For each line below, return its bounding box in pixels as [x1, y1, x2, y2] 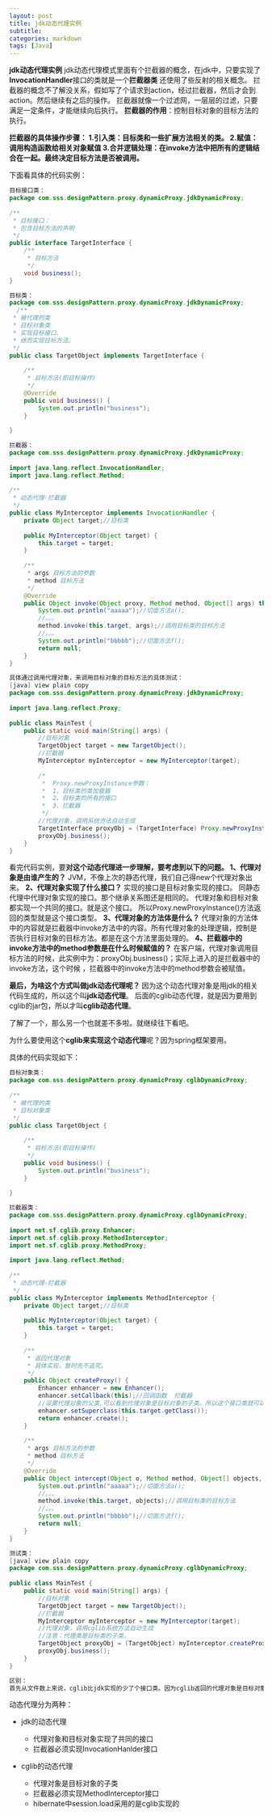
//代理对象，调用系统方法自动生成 [38, 817, 136, 825]
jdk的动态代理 [20, 1717, 67, 1727]
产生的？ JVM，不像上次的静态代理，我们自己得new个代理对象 [36, 873, 245, 883]
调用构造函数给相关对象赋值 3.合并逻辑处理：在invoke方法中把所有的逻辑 [9, 143, 253, 153]
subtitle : [9, 27, 43, 35]
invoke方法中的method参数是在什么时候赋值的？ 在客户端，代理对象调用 [9, 943, 252, 953]
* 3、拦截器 [41, 802, 81, 810]
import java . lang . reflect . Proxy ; [9, 704, 122, 712]
